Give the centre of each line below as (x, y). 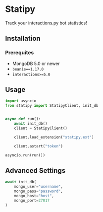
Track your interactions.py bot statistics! (46, 23)
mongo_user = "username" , (39, 187)
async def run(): (23, 119)
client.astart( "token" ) (39, 146)
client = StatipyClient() (41, 128)
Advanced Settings (35, 171)
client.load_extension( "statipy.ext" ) (54, 137)
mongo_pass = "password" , (39, 191)
